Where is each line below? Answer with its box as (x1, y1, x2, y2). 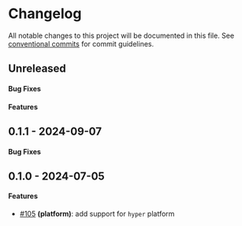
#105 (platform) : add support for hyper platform (19, 209, 175, 219)
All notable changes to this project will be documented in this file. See (8, 31, 235, 40)
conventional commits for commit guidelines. (8, 39, 155, 48)
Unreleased (8, 62, 67, 76)
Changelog (8, 5, 82, 23)
